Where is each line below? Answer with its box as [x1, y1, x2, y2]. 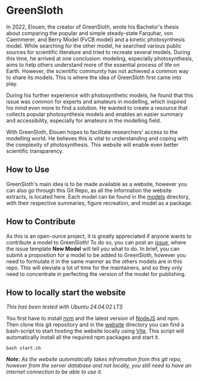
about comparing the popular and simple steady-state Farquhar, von [6, 29, 173, 36]
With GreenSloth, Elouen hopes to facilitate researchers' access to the [6, 128, 178, 136]
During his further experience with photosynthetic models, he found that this [6, 92, 194, 99]
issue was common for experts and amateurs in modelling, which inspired [6, 98, 187, 105]
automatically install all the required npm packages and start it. [6, 334, 160, 341]
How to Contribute [6, 216, 76, 227]
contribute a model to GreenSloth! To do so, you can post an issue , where [6, 238, 187, 246]
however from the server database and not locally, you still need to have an [6, 362, 192, 369]
